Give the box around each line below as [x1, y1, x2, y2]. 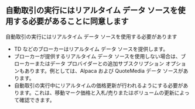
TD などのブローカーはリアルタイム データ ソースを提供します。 [13, 45, 169, 52]
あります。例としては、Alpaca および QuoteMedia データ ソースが [24, 67, 183, 74]
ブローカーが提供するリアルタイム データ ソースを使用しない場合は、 [13, 52, 181, 59]
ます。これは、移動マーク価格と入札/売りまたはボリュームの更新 [19, 89, 175, 96]
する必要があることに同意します [13, 16, 129, 26]
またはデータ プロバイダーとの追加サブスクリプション [34, 60, 165, 67]
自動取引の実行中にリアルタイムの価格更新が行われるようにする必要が [13, 82, 183, 89]
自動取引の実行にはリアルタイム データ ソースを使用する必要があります [5, 33, 177, 40]
